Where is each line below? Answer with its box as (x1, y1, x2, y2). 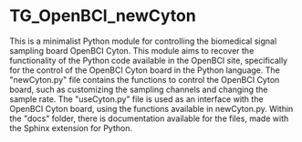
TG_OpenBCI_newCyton (9, 5, 196, 26)
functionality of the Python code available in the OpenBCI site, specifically (9, 55, 288, 66)
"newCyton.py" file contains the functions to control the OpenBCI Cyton (9, 74, 280, 85)
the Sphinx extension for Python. (9, 122, 133, 133)
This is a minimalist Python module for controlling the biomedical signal (9, 35, 277, 46)
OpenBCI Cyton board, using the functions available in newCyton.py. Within (9, 103, 294, 114)
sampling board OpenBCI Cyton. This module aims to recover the (9, 45, 255, 56)
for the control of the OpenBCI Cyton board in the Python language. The (9, 65, 280, 76)
